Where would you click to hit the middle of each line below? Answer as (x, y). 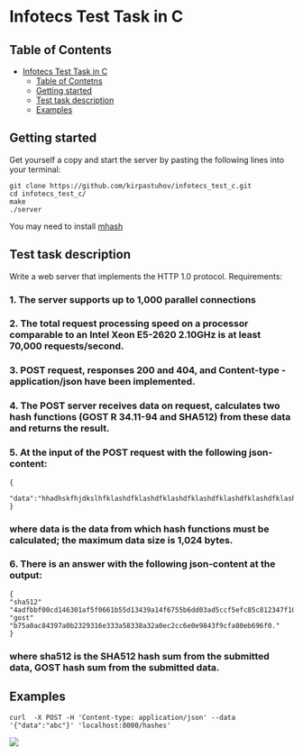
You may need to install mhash (66, 226)
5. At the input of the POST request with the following (129, 452)
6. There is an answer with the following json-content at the (142, 564)
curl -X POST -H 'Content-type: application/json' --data (123, 717)
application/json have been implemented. (102, 382)
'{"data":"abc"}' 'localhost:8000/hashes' (90, 725)
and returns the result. (60, 428)
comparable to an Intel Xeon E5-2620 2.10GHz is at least (135, 335)
